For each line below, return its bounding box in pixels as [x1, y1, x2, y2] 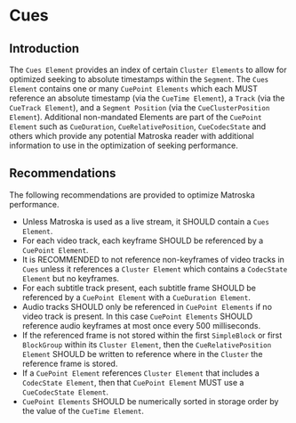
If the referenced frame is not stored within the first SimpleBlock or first [21, 329, 283, 340]
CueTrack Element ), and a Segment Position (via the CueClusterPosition [9, 102, 270, 112]
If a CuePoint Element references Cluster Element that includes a [21, 367, 260, 378]
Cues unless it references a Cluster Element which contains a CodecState [21, 264, 288, 274]
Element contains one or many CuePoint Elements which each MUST [9, 84, 258, 94]
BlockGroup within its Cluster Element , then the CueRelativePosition [21, 339, 272, 350]
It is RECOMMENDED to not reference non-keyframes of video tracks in [21, 254, 284, 264]
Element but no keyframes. [21, 273, 120, 283]
